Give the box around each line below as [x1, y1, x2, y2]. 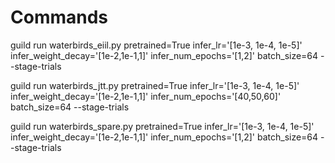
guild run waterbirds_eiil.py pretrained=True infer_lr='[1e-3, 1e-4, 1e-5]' [10, 39, 303, 51]
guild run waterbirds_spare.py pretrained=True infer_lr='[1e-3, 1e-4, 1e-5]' [10, 120, 315, 132]
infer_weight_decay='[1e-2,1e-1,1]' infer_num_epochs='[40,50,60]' [10, 90, 282, 102]
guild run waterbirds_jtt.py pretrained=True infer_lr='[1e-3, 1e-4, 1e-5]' [10, 79, 300, 91]
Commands [10, 6, 109, 29]
